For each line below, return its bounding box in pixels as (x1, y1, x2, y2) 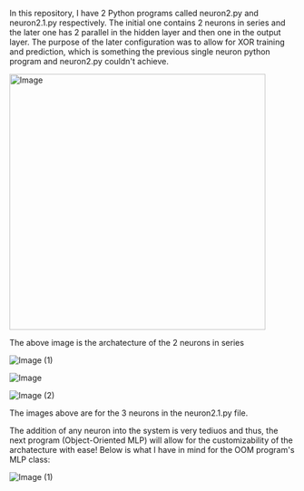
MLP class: (9, 454, 51, 465)
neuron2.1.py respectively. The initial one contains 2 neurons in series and (9, 17, 286, 28)
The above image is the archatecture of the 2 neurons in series (9, 338, 245, 348)
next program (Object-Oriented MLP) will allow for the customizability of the (9, 435, 293, 446)
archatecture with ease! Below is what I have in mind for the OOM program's (9, 445, 295, 455)
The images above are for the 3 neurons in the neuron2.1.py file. (9, 408, 249, 418)
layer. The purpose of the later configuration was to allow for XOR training (9, 36, 286, 47)
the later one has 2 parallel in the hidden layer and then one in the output (9, 27, 281, 37)
